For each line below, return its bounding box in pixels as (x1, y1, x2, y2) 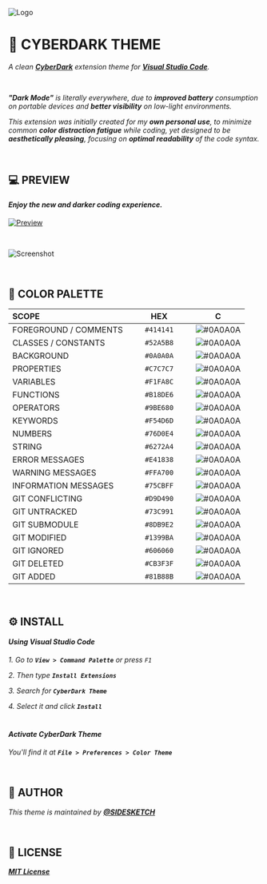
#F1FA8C (145, 377, 174, 387)
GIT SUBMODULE (12, 520, 79, 531)
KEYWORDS (12, 416, 58, 427)
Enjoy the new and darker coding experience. (8, 200, 163, 209)
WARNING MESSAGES (12, 468, 97, 479)
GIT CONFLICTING (12, 493, 82, 504)
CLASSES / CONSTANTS (12, 337, 106, 348)
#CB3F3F (145, 559, 174, 568)
